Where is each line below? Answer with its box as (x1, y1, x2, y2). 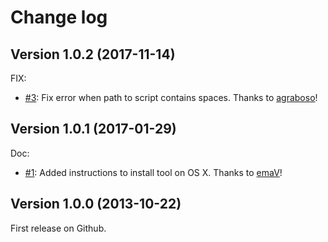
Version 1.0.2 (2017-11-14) (10, 46, 176, 63)
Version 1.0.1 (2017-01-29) (10, 121, 177, 138)
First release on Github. (10, 222, 107, 234)
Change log (10, 6, 108, 29)
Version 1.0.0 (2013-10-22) (10, 196, 182, 213)
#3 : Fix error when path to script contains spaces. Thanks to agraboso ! (24, 92, 318, 103)
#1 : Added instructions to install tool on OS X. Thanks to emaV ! (24, 166, 283, 178)
